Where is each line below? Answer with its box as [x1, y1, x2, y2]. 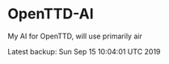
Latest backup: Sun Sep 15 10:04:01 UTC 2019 [7, 46, 161, 56]
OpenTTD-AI [7, 5, 94, 23]
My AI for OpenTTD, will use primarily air [7, 31, 142, 41]
